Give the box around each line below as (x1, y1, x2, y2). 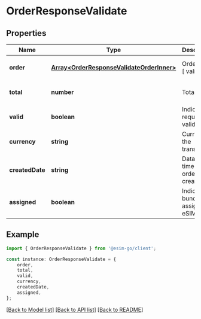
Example (6, 229, 39, 240)
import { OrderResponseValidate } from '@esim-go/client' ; (6, 245, 157, 251)
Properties (6, 28, 47, 38)
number (50, 88, 74, 96)
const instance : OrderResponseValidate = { (6, 256, 117, 262)
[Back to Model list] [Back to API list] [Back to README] (6, 306, 144, 313)
